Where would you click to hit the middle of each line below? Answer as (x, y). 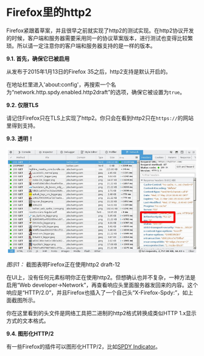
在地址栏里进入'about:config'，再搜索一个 (58, 84)
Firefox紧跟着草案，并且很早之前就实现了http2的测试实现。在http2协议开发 (100, 30)
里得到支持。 (22, 125)
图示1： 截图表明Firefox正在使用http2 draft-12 (63, 264)
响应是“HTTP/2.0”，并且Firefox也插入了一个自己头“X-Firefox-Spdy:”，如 (97, 292)
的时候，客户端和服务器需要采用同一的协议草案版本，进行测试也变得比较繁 (100, 38)
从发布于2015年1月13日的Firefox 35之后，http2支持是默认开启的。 (89, 71)
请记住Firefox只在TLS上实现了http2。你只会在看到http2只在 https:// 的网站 (100, 118)
